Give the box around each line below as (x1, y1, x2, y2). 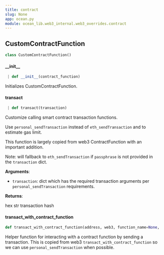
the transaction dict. (5, 159, 48, 165)
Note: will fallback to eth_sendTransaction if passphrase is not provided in (5, 154, 153, 160)
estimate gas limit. (5, 129, 42, 135)
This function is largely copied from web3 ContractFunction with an (5, 139, 142, 145)
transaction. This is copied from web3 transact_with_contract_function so (5, 239, 158, 245)
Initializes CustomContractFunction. (5, 83, 78, 89)
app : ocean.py (5, 16, 34, 21)
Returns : (5, 193, 23, 199)
